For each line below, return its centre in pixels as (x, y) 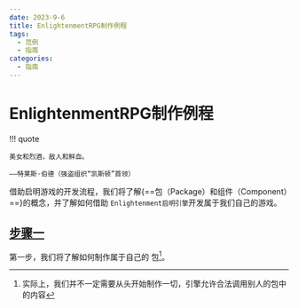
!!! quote (24, 138)
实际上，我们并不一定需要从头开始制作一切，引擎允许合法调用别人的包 (150, 284)
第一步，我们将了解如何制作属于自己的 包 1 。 (90, 256)
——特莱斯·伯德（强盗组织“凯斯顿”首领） (72, 174)
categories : (31, 59)
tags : (19, 34)
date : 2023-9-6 (37, 17)
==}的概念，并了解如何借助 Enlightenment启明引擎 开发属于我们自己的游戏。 (145, 202)
